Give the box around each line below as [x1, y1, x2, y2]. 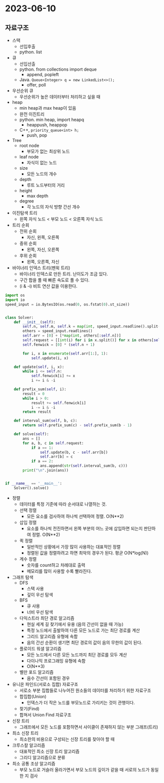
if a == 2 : [31, 459, 54, 464]
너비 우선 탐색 [26, 609, 53, 615]
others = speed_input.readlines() [22, 329, 93, 334]
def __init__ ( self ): [14, 320, 56, 324]
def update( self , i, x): [14, 364, 64, 369]
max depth [26, 193, 49, 199]
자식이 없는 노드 [26, 160, 57, 165]
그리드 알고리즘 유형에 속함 [26, 633, 78, 639]
